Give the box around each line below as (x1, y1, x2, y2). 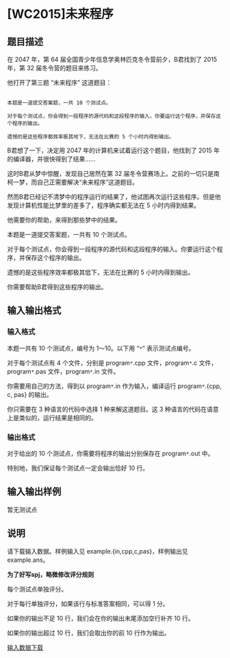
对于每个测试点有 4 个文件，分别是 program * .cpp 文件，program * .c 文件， (7, 359, 218, 367)
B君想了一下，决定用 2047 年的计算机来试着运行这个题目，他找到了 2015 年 (7, 146, 220, 155)
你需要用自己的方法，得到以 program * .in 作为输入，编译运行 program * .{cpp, (7, 382, 222, 390)
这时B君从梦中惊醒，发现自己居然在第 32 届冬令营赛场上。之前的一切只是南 (7, 170, 220, 177)
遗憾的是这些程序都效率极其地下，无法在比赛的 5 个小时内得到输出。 (7, 133, 175, 140)
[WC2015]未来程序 (7, 6, 114, 22)
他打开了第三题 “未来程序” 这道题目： (7, 78, 112, 87)
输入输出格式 (7, 305, 62, 317)
